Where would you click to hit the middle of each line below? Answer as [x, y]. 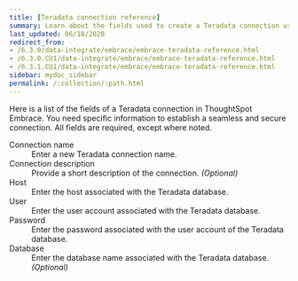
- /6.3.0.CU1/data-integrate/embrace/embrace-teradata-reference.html [142, 59]
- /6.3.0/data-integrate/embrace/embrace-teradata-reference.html [134, 51]
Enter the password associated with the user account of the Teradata [157, 229]
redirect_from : [37, 42]
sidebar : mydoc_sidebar [53, 75]
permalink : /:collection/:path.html [77, 83]
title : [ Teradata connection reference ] [85, 17]
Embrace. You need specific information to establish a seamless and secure [148, 118]
